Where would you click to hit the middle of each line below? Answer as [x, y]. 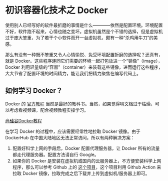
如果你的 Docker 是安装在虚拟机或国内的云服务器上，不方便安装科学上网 [87, 160]
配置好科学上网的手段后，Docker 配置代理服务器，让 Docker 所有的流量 [86, 148]
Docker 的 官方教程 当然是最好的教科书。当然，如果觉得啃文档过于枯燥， [80, 104]
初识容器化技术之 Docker [57, 10]
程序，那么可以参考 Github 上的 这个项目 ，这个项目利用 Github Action [84, 167]
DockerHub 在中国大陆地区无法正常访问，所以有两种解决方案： [70, 137]
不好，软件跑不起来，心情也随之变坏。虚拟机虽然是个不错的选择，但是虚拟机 [84, 31]
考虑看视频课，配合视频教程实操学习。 [49, 110]
